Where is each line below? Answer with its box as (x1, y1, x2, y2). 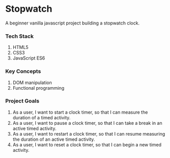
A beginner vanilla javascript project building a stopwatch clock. (5, 20, 140, 26)
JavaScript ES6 (12, 55, 45, 61)
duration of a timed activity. (12, 114, 70, 120)
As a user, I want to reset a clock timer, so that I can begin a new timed (12, 141, 162, 148)
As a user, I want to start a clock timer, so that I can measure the (12, 109, 148, 115)
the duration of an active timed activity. (12, 136, 95, 142)
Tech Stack (5, 33, 34, 40)
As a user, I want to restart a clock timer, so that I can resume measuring (12, 130, 165, 137)
